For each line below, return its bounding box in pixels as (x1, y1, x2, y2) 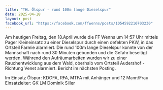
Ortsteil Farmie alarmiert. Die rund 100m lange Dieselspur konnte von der (5, 45, 153, 50)
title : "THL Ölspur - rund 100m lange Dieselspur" (5, 7, 111, 12)
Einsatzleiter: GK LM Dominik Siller (5, 80, 75, 86)
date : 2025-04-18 (5, 12, 41, 17)
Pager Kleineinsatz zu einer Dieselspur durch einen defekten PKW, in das (5, 40, 154, 45)
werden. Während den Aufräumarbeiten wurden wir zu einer (5, 55, 127, 61)
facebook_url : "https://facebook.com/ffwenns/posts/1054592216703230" (5, 21, 153, 26)
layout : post (5, 16, 32, 21)
